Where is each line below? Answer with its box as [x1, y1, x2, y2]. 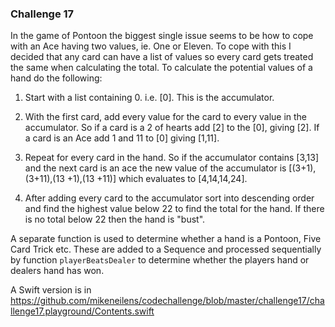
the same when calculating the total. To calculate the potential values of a [10, 62, 313, 74]
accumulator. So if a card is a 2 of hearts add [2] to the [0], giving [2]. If [24, 122, 320, 134]
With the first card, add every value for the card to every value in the [24, 111, 308, 123]
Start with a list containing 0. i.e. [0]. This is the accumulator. [24, 92, 275, 104]
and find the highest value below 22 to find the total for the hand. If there [24, 203, 325, 215]
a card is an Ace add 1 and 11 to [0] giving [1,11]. [24, 132, 220, 144]
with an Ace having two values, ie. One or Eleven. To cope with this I [10, 40, 292, 52]
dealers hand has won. [10, 265, 105, 277]
